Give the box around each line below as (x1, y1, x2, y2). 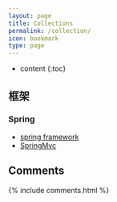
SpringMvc (19, 140, 57, 150)
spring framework (19, 132, 79, 142)
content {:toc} (19, 64, 67, 73)
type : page (8, 42, 45, 50)
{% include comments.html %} (8, 185, 110, 195)
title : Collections (8, 19, 74, 27)
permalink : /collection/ (8, 27, 91, 35)
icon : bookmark (8, 34, 59, 43)
